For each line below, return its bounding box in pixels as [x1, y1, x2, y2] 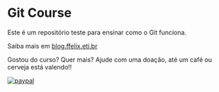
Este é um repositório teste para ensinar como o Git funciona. [7, 28, 186, 37]
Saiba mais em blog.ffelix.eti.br [7, 41, 98, 50]
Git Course [7, 5, 72, 21]
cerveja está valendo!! [7, 63, 72, 71]
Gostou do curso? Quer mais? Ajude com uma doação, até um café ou [7, 55, 213, 64]
